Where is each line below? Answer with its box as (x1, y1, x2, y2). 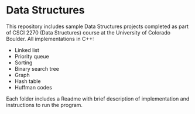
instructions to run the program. (6, 101, 83, 108)
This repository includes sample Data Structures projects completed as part (6, 23, 189, 30)
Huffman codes (14, 84, 53, 91)
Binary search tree (14, 65, 60, 72)
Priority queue (14, 53, 49, 60)
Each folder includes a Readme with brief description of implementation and (6, 95, 190, 102)
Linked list (14, 46, 40, 53)
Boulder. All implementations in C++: (6, 35, 95, 42)
